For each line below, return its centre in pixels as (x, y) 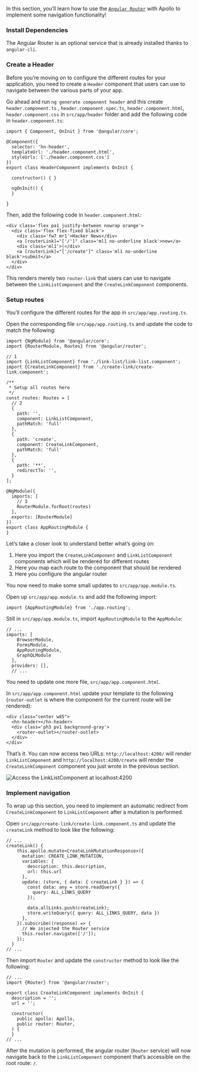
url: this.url (45, 872)
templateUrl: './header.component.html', (63, 152)
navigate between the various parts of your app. (65, 90)
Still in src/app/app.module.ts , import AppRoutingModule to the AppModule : (94, 618)
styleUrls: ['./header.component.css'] (61, 157)
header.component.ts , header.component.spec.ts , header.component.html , (95, 108)
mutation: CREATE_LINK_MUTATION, (63, 856)
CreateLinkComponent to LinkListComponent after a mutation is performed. (95, 812)
